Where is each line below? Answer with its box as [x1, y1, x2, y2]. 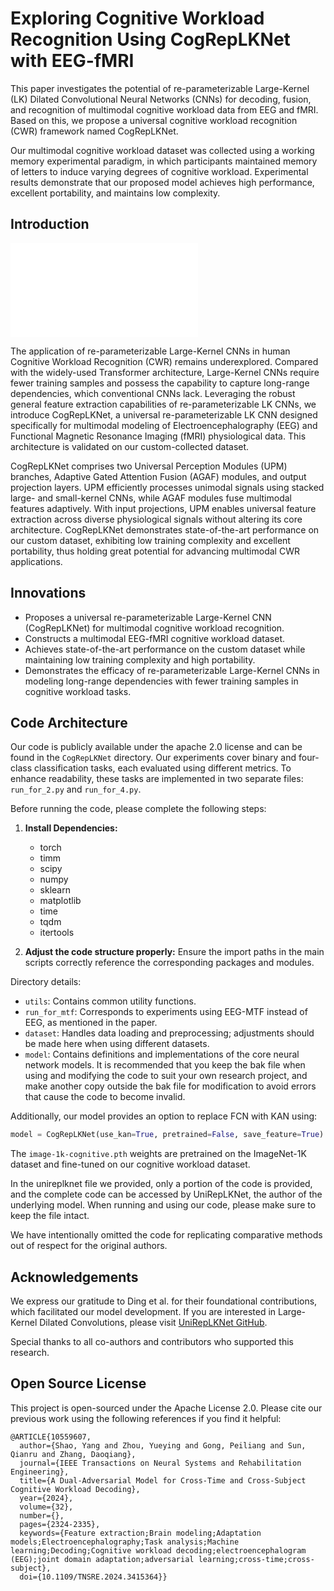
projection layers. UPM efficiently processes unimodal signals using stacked [10, 481, 325, 493]
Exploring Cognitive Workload [10, 7, 265, 30]
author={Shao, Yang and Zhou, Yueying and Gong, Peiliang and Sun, [19, 1440, 307, 1451]
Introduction [10, 216, 90, 233]
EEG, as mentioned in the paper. [24, 1017, 158, 1029]
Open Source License [10, 1375, 147, 1392]
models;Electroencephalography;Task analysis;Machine [10, 1537, 240, 1547]
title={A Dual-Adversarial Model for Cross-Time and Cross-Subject [19, 1475, 307, 1486]
